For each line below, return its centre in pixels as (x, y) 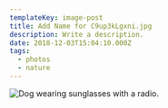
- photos (34, 59)
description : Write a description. (77, 34)
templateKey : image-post (56, 18)
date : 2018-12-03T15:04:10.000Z (70, 43)
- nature (34, 68)
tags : (20, 51)
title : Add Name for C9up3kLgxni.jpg (81, 26)
